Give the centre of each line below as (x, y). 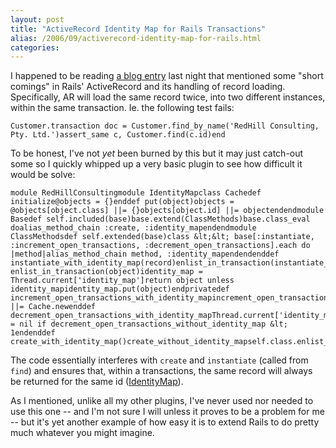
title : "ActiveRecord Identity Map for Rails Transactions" (138, 29)
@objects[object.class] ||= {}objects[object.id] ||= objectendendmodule (167, 211)
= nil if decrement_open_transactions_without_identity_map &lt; (149, 324)
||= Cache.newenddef (53, 307)
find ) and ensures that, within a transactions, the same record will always (161, 371)
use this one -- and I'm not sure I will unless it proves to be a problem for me (167, 412)
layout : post (37, 19)
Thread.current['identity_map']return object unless (122, 281)
